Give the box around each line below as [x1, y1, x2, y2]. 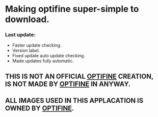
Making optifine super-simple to [5, 3, 139, 15]
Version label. [12, 47, 40, 53]
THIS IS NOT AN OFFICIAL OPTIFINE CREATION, [5, 72, 154, 80]
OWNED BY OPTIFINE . [5, 104, 75, 113]
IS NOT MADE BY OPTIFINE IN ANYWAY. [5, 80, 131, 88]
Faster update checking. [12, 43, 62, 48]
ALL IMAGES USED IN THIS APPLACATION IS [5, 96, 144, 105]
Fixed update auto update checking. [12, 53, 85, 59]
